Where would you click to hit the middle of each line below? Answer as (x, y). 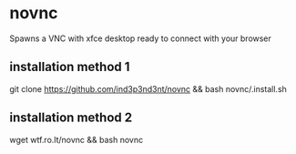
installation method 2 (71, 118)
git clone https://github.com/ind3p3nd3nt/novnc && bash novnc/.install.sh (148, 88)
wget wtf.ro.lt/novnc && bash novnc (77, 139)
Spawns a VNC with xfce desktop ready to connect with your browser (140, 38)
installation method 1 (70, 67)
